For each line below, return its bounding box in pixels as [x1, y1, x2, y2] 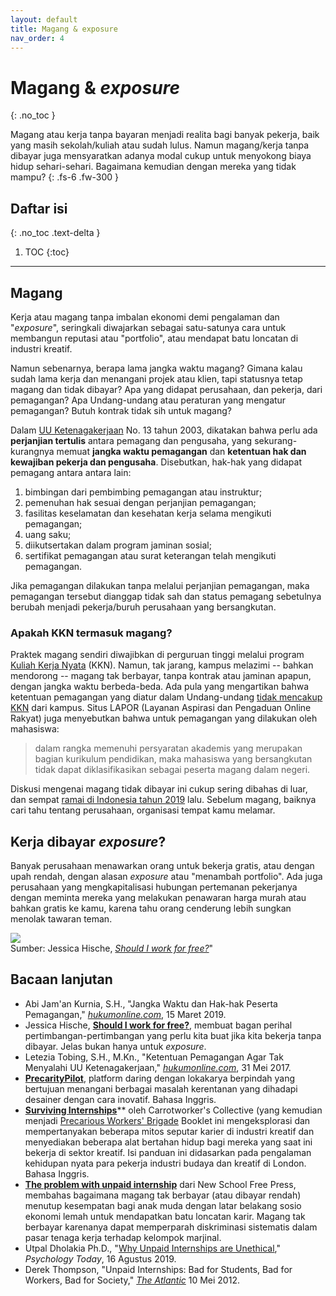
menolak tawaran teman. [10, 913, 113, 925]
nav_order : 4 [10, 33, 65, 43]
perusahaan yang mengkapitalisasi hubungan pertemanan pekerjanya [10, 881, 298, 893]
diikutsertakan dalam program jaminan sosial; [24, 539, 212, 551]
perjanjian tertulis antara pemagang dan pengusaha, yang [10, 434, 253, 446]
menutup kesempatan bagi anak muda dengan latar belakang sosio [24, 1199, 302, 1211]
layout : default [10, 14, 78, 25]
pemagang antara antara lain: [10, 466, 132, 478]
